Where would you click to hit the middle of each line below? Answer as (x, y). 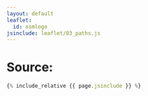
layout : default (30, 14)
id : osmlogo (30, 26)
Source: (30, 67)
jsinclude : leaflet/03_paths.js (53, 33)
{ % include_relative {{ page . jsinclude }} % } (74, 86)
